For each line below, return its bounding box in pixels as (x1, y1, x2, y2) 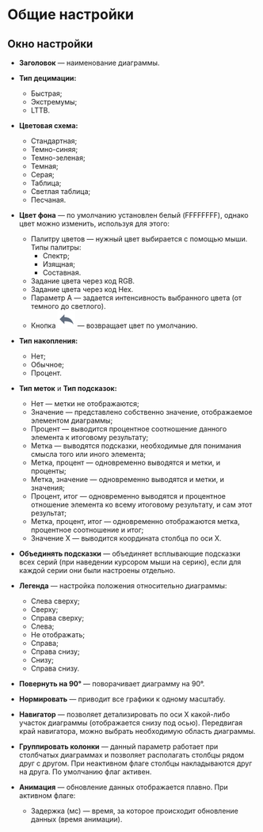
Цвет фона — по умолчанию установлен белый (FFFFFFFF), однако (18, 211, 249, 219)
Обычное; (30, 360, 65, 369)
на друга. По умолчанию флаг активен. (18, 767, 152, 777)
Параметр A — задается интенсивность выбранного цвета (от (30, 293, 242, 302)
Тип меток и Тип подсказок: (18, 384, 117, 393)
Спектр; (42, 251, 71, 260)
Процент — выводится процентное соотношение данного (30, 424, 227, 433)
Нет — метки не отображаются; (30, 399, 139, 408)
